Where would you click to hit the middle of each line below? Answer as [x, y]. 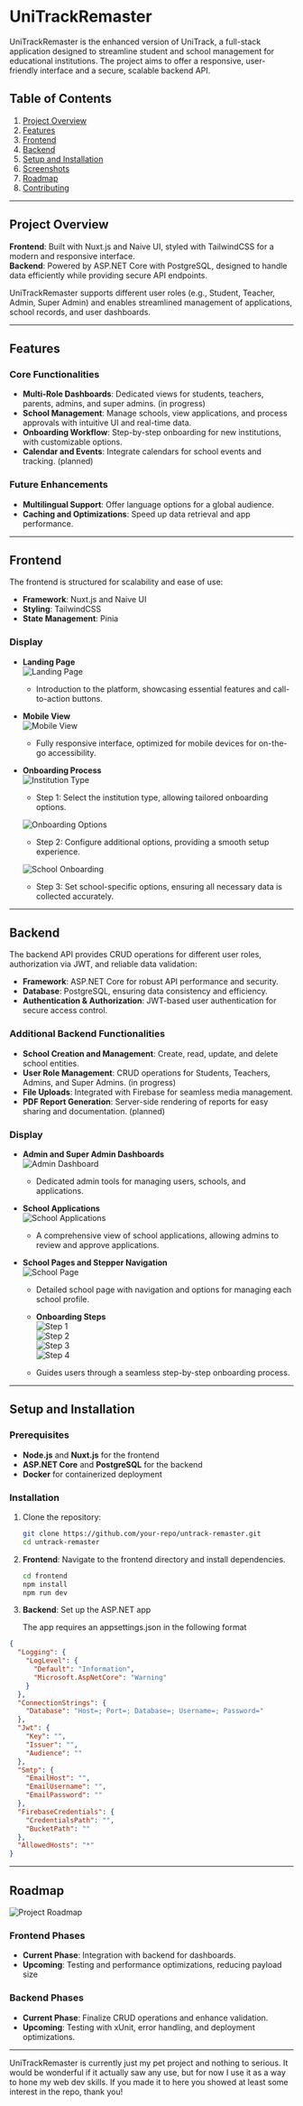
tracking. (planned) [58, 461]
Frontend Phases [47, 1935]
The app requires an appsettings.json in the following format [134, 1627]
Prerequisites [39, 1435]
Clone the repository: [62, 1517]
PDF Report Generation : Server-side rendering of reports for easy [145, 1101]
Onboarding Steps [71, 1317]
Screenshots [46, 168]
